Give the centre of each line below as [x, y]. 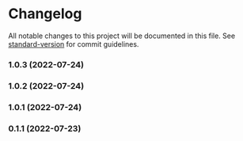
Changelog [45, 14]
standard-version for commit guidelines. [74, 44]
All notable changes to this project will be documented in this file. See [122, 36]
